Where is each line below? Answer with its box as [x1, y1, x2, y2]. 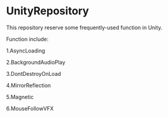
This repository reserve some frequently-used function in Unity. [6, 24, 163, 31]
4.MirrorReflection [6, 82, 51, 89]
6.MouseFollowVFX [6, 104, 54, 112]
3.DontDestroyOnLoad [6, 70, 61, 77]
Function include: [6, 35, 49, 42]
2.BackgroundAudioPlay [6, 59, 66, 66]
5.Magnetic [6, 93, 34, 100]
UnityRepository [6, 4, 89, 18]
